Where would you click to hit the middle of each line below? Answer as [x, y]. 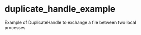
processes [15, 27]
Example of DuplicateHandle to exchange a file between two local [70, 22]
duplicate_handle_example [60, 9]
